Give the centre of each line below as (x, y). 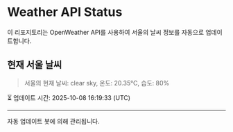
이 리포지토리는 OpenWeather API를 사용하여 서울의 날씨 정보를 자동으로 (106, 32)
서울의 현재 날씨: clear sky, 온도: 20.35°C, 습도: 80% (97, 83)
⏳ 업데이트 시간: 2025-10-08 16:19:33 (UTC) (69, 97)
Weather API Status (65, 12)
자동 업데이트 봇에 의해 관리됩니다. (53, 121)
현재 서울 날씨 (35, 65)
